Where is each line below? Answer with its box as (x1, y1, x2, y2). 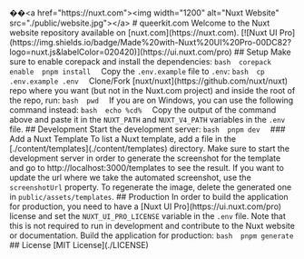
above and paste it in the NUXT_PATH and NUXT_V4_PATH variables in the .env (9, 115, 286, 125)
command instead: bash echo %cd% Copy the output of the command (9, 105, 277, 115)
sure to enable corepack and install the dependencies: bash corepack (9, 56, 272, 66)
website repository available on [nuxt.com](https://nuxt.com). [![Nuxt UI (9, 27, 279, 38)
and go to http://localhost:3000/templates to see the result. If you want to (9, 163, 284, 173)
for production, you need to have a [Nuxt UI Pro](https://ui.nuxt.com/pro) (9, 201, 282, 212)
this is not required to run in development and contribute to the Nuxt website (9, 221, 295, 231)
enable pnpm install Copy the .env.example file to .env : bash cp (9, 66, 265, 76)
